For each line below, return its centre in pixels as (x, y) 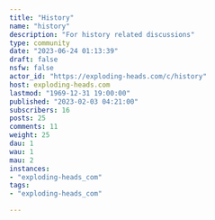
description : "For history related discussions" (102, 34)
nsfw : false (31, 69)
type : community (40, 43)
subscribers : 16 (40, 110)
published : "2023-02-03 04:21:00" (74, 101)
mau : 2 (22, 160)
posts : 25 (28, 118)
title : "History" (42, 18)
